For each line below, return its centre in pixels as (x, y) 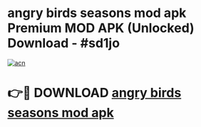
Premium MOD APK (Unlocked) (101, 28)
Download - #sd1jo (63, 43)
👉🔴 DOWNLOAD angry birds (94, 93)
